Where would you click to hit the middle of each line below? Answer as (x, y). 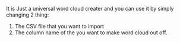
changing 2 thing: (28, 15)
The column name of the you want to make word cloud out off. (91, 33)
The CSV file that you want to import (59, 26)
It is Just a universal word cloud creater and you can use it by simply (90, 9)
